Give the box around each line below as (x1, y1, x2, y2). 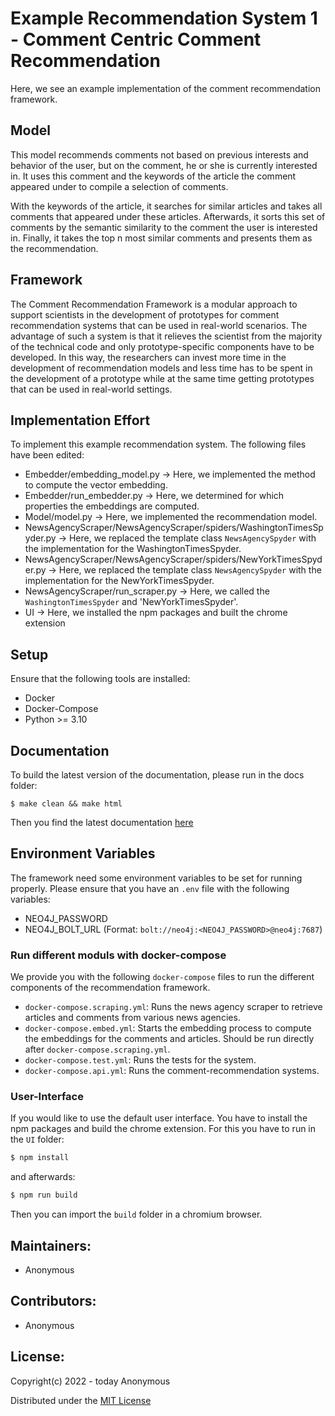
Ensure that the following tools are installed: (10, 673, 191, 685)
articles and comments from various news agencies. (24, 1012, 241, 1024)
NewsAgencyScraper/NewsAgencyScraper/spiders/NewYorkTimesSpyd (24, 553, 323, 566)
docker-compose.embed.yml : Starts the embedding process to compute (24, 1022, 312, 1034)
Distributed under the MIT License (10, 1394, 152, 1406)
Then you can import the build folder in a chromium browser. (10, 1208, 263, 1221)
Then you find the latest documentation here (10, 817, 194, 828)
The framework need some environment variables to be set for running (10, 872, 303, 884)
